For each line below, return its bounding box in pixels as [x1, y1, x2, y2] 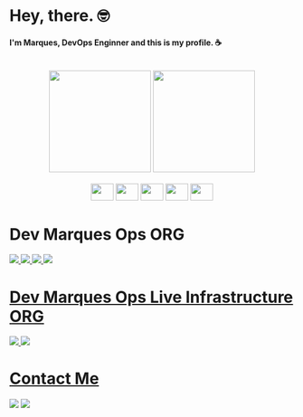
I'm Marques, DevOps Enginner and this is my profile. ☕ [9, 37, 223, 48]
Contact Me [9, 368, 99, 389]
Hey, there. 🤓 [9, 5, 110, 26]
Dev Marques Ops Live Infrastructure [9, 287, 294, 308]
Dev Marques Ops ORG [9, 223, 185, 244]
